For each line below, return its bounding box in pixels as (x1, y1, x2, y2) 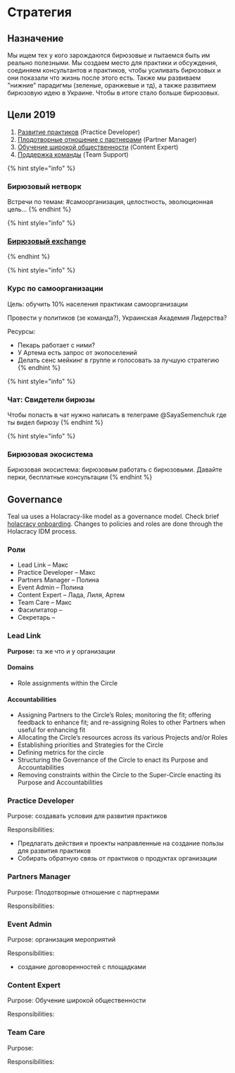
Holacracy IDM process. (7, 527, 77, 536)
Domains (7, 663, 34, 671)
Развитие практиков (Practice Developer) (17, 128, 141, 136)
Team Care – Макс (17, 598, 72, 607)
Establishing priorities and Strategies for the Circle (17, 741, 164, 749)
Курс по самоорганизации (7, 284, 103, 294)
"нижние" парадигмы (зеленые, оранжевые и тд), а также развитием (7, 81, 217, 89)
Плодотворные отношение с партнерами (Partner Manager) (17, 135, 197, 143)
